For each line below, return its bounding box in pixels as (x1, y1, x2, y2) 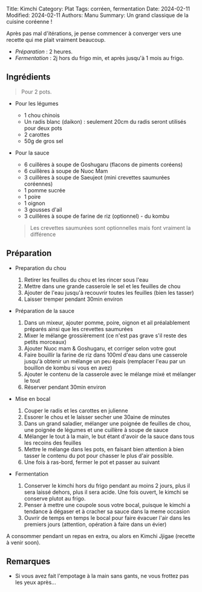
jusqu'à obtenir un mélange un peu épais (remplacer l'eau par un (24, 357, 186, 365)
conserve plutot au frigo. (24, 494, 86, 502)
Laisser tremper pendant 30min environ (24, 295, 123, 303)
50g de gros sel (24, 137, 64, 144)
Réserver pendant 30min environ (24, 383, 106, 391)
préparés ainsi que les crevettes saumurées (24, 325, 133, 332)
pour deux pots (24, 124, 62, 132)
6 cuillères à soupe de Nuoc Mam (24, 167, 108, 175)
